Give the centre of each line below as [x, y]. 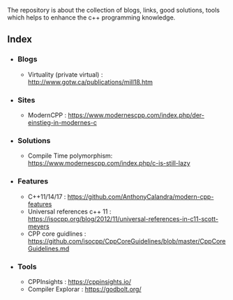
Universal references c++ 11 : [69, 211]
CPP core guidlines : [57, 234]
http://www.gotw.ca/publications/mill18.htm [90, 82]
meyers [39, 226]
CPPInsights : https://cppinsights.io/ [79, 281]
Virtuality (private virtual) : [65, 74]
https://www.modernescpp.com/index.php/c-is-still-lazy [109, 163]
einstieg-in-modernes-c [62, 122]
